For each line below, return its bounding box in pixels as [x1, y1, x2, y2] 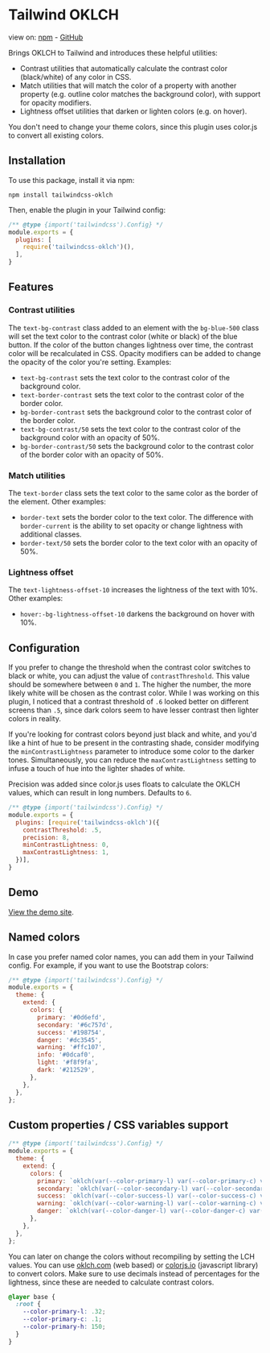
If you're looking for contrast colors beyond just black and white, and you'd [8, 729, 257, 739]
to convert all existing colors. [8, 131, 104, 140]
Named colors [8, 931, 80, 944]
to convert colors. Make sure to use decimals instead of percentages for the [8, 1268, 260, 1278]
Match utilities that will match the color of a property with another [19, 81, 237, 90]
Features [8, 280, 54, 294]
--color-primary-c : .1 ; [22, 1315, 103, 1323]
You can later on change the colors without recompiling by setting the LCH [8, 1251, 256, 1261]
